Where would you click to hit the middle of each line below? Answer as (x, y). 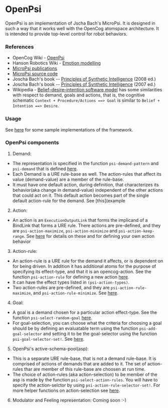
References (20, 47)
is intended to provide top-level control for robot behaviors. (66, 34)
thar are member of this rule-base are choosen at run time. (85, 369)
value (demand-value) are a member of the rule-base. (68, 179)
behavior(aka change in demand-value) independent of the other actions (88, 190)
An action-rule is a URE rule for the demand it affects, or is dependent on (88, 261)
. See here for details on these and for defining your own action (89, 236)
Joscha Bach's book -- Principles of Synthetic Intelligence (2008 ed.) (84, 79)
